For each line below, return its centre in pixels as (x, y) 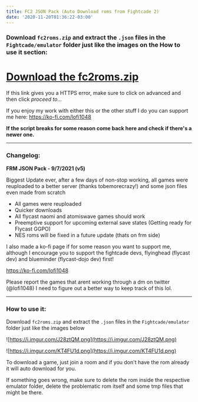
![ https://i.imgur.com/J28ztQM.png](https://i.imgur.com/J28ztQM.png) (91, 339)
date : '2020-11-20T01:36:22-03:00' (50, 17)
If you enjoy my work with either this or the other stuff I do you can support (97, 111)
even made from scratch (36, 192)
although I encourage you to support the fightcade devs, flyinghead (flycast (98, 253)
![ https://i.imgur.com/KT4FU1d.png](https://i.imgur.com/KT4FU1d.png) (91, 351)
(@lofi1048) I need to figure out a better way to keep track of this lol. (89, 288)
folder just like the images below (45, 328)
